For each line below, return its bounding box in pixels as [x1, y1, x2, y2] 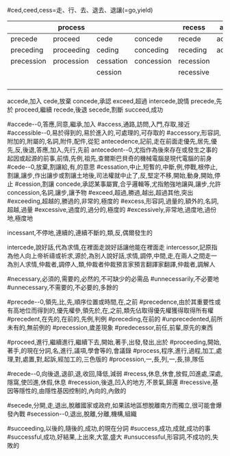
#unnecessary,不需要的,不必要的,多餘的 [7, 283, 118, 291]
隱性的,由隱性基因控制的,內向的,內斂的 [18, 387, 127, 394]
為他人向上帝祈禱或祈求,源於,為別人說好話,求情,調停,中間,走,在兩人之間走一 [7, 252, 218, 260]
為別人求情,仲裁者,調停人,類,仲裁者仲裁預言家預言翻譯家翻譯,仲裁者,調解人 [7, 260, 216, 268]
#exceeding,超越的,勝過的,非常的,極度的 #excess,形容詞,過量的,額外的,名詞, [7, 197, 219, 205]
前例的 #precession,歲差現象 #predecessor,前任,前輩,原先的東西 [33, 323, 214, 332]
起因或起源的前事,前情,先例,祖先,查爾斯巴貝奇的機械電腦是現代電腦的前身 [7, 155, 212, 162]
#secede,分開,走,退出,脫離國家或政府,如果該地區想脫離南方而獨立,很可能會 [7, 401, 216, 409]
